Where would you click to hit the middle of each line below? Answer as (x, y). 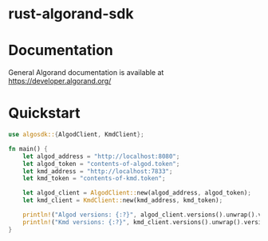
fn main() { (28, 148)
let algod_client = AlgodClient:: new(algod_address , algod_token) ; (137, 193)
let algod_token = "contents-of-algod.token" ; (101, 164)
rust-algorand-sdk (71, 14)
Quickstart (45, 113)
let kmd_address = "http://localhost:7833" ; (98, 171)
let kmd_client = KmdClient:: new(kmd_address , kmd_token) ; (123, 200)
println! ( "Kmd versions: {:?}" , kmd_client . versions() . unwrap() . (134, 222)
